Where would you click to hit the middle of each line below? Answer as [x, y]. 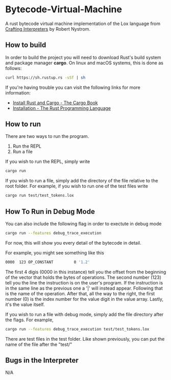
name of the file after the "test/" [39, 344]
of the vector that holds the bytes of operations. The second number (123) [83, 277]
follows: [14, 68]
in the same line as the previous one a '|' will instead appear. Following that [84, 288]
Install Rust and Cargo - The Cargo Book [55, 103]
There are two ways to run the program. [47, 136]
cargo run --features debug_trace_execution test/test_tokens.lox [77, 329]
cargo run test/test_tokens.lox [40, 196]
